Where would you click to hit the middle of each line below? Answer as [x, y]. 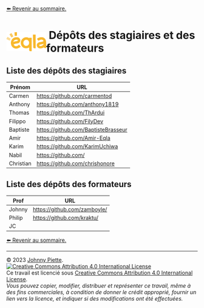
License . [17, 279]
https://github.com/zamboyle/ [70, 209]
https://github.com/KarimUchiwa [77, 146]
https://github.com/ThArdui [70, 113]
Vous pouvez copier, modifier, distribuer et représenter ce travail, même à [99, 286]
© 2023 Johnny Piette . [35, 259]
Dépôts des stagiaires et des [122, 36]
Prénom [20, 87]
